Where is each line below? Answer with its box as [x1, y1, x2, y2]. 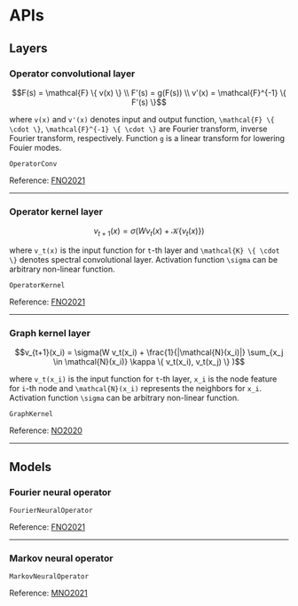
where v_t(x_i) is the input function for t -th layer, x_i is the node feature [9, 374, 278, 384]
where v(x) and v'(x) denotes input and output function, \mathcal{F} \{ [9, 114, 275, 124]
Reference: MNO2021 [9, 587, 89, 599]
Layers [9, 41, 48, 56]
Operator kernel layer [9, 205, 104, 217]
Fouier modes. [9, 142, 62, 153]
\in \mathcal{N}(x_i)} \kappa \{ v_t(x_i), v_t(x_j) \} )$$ [52, 357, 246, 367]
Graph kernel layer [9, 327, 91, 339]
